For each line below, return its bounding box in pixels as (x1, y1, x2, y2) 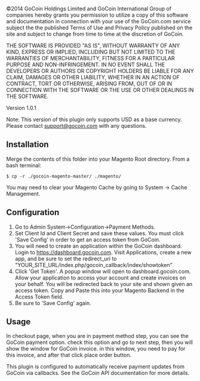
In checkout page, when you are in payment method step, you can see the (6, 333, 189, 340)
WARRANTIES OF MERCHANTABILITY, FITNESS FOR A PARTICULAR (6, 55, 175, 62)
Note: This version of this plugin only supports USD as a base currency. (6, 116, 182, 123)
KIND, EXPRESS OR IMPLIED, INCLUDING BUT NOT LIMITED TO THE (6, 48, 176, 56)
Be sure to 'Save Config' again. (14, 299, 91, 306)
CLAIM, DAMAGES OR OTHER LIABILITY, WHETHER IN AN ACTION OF (6, 74, 180, 81)
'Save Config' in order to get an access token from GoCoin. (14, 236, 161, 243)
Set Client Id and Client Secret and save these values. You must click (14, 229, 184, 236)
